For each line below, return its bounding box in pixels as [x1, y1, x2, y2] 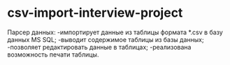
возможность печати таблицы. [7, 50, 99, 59]
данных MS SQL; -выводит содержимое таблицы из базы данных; [7, 35, 204, 43]
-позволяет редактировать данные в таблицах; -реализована [7, 43, 192, 51]
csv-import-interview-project [7, 5, 183, 21]
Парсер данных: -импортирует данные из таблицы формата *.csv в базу [7, 28, 224, 36]
